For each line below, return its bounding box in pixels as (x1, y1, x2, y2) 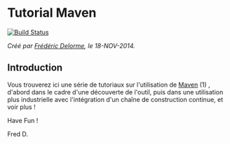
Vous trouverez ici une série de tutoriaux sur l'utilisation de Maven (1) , (7, 80, 210, 89)
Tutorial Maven (7, 5, 97, 21)
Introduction (7, 62, 63, 74)
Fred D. (7, 129, 29, 138)
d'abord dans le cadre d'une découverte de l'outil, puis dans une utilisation (7, 87, 224, 96)
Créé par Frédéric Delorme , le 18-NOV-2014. (7, 41, 135, 50)
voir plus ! (7, 103, 36, 111)
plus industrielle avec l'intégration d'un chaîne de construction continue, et (7, 95, 224, 103)
